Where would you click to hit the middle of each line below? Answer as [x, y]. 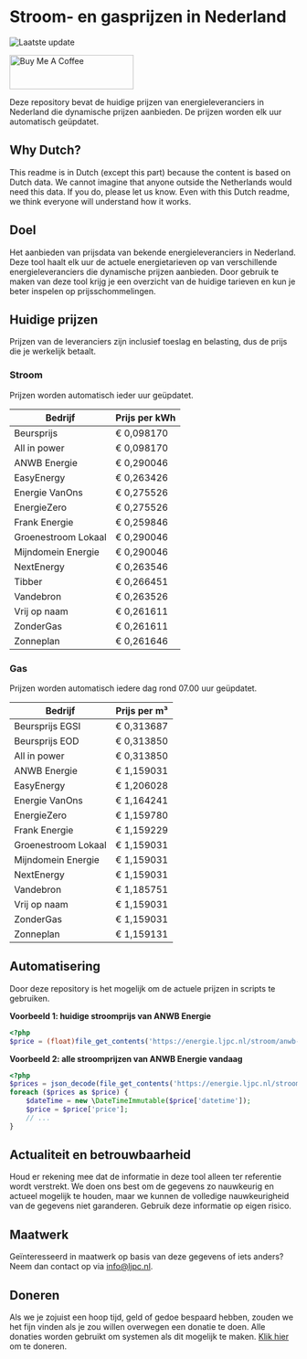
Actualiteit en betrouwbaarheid [101, 1155]
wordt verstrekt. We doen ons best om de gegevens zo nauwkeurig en [142, 1186]
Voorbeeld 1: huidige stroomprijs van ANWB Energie [111, 1015]
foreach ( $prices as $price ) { [69, 1093]
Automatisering [55, 966]
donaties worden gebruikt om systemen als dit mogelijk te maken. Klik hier [149, 1337]
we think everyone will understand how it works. [101, 201]
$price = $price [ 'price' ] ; [77, 1109]
